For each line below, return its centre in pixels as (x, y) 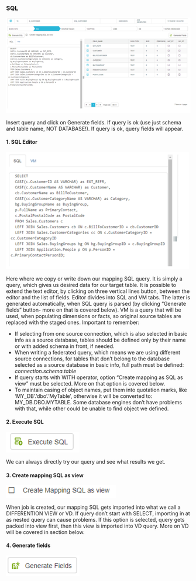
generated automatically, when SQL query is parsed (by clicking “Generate (96, 303)
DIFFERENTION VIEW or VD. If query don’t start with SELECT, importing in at (98, 513)
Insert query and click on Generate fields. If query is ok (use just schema (94, 122)
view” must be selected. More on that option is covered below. (90, 383)
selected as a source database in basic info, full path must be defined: (99, 364)
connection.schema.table (45, 371)
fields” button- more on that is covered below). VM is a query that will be (94, 310)
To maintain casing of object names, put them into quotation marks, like (101, 390)
